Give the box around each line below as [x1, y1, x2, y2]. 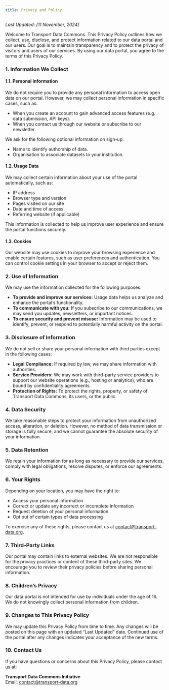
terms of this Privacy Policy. [5, 53, 63, 59]
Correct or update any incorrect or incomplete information [12, 503, 134, 509]
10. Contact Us [5, 647, 42, 654]
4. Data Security [5, 406, 46, 413]
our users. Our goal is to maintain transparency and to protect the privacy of [5, 42, 164, 48]
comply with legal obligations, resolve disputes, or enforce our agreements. [5, 463, 163, 469]
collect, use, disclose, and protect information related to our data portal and [5, 37, 163, 43]
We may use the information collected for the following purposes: [5, 284, 142, 290]
